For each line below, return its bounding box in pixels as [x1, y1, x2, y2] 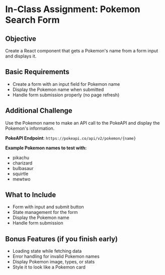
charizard [12, 160, 33, 166]
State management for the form [12, 209, 78, 215]
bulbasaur [12, 165, 34, 171]
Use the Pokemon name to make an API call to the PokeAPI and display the [5, 120, 160, 126]
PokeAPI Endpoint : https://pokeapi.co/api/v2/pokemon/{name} [5, 135, 136, 141]
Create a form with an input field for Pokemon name [12, 81, 120, 87]
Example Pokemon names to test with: [5, 145, 87, 151]
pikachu [12, 154, 29, 160]
